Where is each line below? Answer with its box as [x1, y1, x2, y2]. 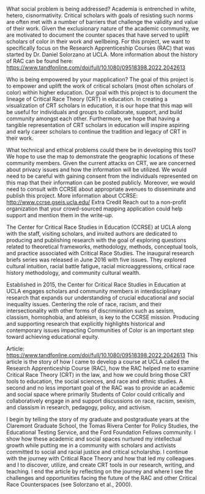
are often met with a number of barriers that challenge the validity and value [6, 18, 198, 25]
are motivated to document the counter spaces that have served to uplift [6, 31, 189, 39]
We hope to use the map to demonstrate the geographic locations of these [6, 153, 195, 160]
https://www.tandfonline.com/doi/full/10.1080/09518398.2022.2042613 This [6, 352, 198, 358]
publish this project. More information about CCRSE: [6, 192, 138, 199]
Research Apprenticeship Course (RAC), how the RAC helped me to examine [6, 365, 199, 372]
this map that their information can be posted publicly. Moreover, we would [6, 179, 195, 186]
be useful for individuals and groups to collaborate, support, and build [6, 109, 182, 115]
